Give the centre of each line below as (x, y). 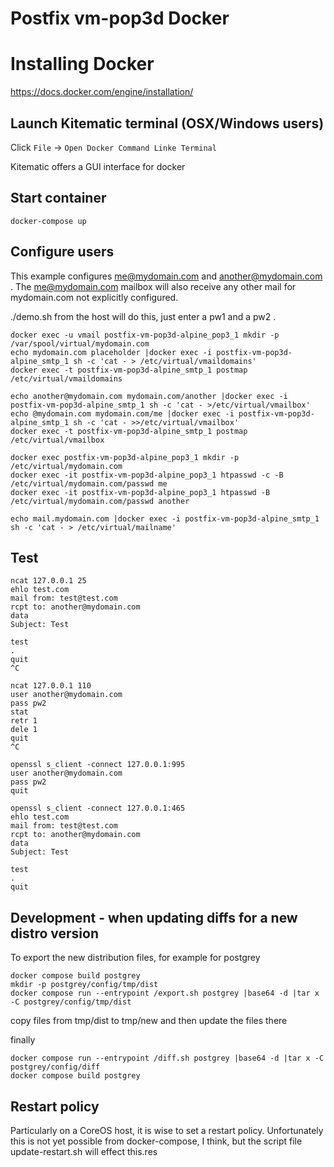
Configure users (62, 252)
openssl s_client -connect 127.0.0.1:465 (98, 808)
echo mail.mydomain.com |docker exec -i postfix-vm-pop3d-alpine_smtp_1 (165, 518)
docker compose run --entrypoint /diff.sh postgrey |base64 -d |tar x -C (167, 1058)
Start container (58, 198)
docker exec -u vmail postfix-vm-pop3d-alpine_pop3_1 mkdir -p (145, 335)
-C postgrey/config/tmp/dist (71, 1002)
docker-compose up (48, 221)
